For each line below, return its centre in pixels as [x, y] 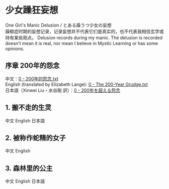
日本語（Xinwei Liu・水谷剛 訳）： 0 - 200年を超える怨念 [63, 90]
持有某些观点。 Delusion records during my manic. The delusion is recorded [84, 38]
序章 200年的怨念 [32, 66]
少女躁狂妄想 [32, 10]
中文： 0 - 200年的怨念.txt [32, 79]
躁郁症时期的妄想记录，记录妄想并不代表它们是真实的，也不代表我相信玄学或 [84, 31]
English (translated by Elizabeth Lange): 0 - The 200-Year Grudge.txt [76, 84]
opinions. [15, 49]
